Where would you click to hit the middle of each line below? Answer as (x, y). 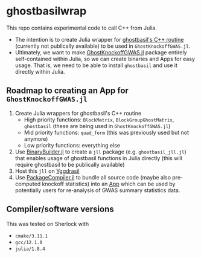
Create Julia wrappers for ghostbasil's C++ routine (78, 113)
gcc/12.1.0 (29, 242)
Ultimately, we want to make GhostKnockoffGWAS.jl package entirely (101, 52)
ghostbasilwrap (46, 11)
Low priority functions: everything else (72, 145)
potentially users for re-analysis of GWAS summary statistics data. (97, 190)
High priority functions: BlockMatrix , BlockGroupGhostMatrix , (99, 120)
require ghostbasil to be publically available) (70, 164)
